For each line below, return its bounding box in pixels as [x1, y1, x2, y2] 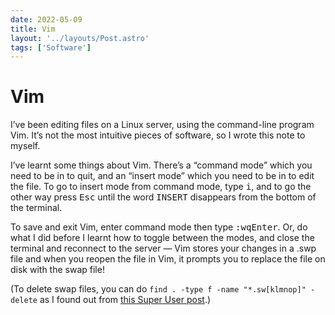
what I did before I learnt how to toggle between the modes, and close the [10, 232, 315, 244]
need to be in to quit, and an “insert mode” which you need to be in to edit [10, 170, 315, 182]
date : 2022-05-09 [10, 14, 83, 25]
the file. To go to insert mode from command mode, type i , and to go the [10, 181, 312, 193]
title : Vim [10, 24, 56, 34]
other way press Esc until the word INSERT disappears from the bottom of [10, 191, 317, 203]
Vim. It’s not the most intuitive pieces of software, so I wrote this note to [10, 129, 306, 141]
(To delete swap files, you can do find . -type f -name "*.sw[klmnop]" [10, 283, 307, 295]
